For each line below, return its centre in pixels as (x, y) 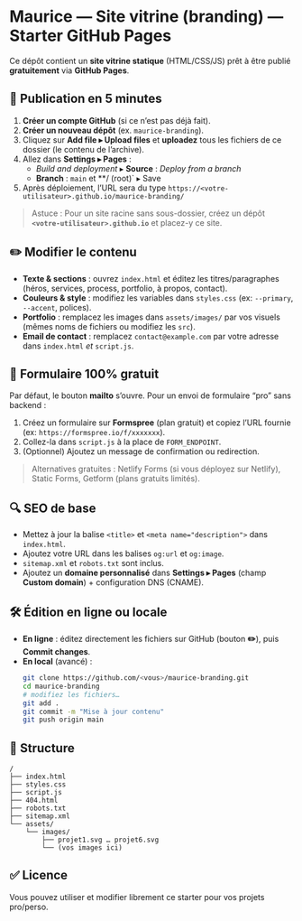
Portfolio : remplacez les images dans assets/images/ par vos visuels (151, 317)
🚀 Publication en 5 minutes (86, 99)
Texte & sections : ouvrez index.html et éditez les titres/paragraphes (151, 278)
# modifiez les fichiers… (71, 694)
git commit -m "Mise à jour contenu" (93, 712)
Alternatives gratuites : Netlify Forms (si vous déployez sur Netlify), (156, 469)
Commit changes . (56, 651)
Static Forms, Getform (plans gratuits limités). (115, 479)
